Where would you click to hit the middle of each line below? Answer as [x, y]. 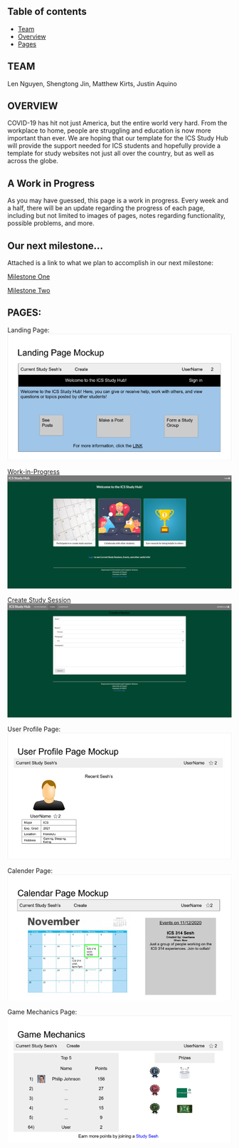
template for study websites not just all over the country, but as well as [111, 153]
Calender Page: [30, 871]
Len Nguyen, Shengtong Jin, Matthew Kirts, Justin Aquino [92, 83]
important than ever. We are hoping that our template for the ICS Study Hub [118, 138]
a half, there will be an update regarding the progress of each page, [106, 208]
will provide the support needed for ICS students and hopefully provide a [114, 146]
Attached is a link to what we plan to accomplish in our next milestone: [111, 263]
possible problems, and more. [51, 223]
